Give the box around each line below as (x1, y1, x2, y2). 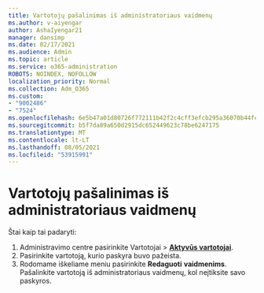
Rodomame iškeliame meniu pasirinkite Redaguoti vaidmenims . (19, 259, 227, 269)
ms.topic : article (8, 56, 68, 64)
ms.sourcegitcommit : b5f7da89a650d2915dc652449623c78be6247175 (8, 121, 220, 129)
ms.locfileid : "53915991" (8, 150, 93, 158)
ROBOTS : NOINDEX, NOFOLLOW (8, 70, 97, 78)
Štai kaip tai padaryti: (8, 228, 77, 237)
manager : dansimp (8, 33, 65, 42)
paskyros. (19, 276, 53, 286)
